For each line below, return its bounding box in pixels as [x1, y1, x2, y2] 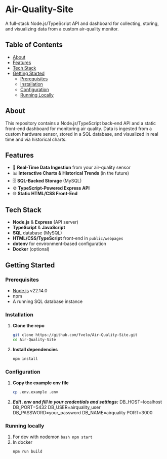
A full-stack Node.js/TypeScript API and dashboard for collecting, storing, [5, 20, 159, 26]
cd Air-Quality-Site [12, 337, 56, 343]
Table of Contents [5, 41, 63, 49]
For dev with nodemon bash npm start [12, 434, 93, 440]
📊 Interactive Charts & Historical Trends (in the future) [12, 170, 129, 176]
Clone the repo [12, 323, 45, 329]
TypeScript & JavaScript [12, 225, 66, 231]
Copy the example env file [12, 380, 69, 386]
